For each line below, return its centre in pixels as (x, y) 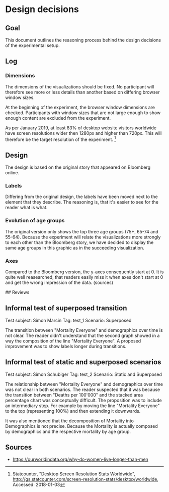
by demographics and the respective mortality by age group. (68, 431)
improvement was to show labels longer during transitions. (66, 346)
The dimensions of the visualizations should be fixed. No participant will (80, 86)
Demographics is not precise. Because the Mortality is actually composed (82, 426)
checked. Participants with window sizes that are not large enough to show (83, 113)
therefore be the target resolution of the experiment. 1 (61, 139)
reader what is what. (26, 208)
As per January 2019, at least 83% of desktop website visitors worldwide (81, 128)
